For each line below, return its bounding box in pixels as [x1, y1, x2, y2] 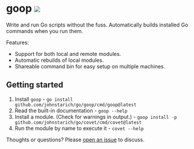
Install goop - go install [14, 95, 74, 102]
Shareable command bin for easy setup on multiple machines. [14, 62, 165, 69]
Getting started [6, 80, 64, 90]
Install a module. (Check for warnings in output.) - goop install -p [14, 113, 177, 120]
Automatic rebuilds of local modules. [14, 57, 104, 64]
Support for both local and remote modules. [14, 50, 121, 57]
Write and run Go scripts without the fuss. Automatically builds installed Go [6, 21, 189, 28]
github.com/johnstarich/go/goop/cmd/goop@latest [14, 102, 137, 108]
